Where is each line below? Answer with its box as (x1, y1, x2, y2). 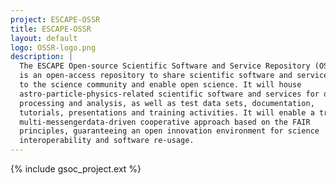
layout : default (10, 33, 78, 43)
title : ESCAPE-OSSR (10, 24, 92, 34)
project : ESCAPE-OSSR (10, 14, 101, 25)
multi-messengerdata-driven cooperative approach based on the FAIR (19, 117, 311, 127)
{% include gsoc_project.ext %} (10, 163, 142, 175)
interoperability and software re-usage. (19, 136, 195, 146)
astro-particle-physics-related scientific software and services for (19, 89, 320, 99)
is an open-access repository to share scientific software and (19, 71, 293, 81)
